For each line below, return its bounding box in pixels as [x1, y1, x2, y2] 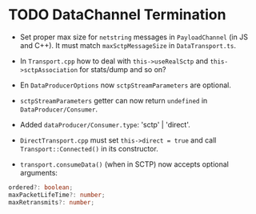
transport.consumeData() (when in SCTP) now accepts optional [19, 159, 230, 169]
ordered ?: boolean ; [8, 183, 74, 192]
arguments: [19, 168, 58, 177]
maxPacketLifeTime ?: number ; [8, 191, 106, 199]
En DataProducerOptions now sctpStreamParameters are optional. [19, 80, 232, 90]
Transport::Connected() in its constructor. [19, 143, 158, 153]
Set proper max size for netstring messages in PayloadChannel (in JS [19, 32, 248, 42]
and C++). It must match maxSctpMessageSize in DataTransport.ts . [19, 40, 236, 50]
